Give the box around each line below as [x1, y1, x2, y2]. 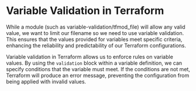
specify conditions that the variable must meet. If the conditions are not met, [6, 65, 190, 72]
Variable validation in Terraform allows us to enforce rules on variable [6, 53, 174, 60]
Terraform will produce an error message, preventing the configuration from [6, 72, 190, 79]
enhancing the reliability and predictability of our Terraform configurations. [6, 42, 186, 49]
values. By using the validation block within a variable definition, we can [6, 60, 183, 66]
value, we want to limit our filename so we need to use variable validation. [6, 29, 184, 36]
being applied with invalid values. [6, 78, 87, 85]
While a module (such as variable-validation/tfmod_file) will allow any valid [6, 23, 185, 30]
